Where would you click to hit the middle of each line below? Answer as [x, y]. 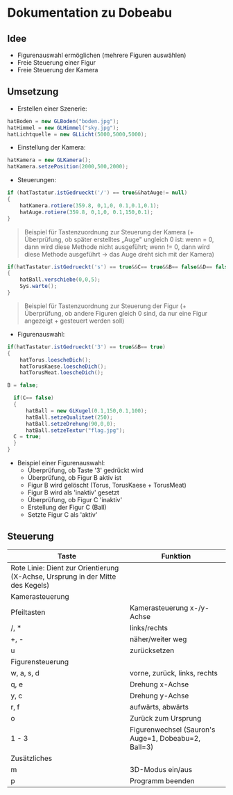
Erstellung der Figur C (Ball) [67, 507]
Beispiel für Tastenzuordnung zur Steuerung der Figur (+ [105, 306]
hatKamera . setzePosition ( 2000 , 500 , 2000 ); [68, 167]
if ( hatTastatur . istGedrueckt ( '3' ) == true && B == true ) [87, 347]
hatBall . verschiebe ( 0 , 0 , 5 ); [60, 280]
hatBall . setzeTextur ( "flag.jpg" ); [76, 430]
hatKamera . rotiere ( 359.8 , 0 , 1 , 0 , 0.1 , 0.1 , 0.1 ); [90, 206]
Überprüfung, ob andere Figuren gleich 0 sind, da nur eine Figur [116, 313]
